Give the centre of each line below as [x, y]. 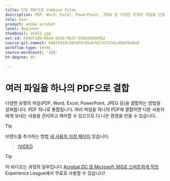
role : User [17, 19]
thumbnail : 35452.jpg [28, 33]
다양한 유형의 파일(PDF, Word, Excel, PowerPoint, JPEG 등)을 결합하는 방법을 [83, 103]
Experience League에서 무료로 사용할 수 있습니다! [55, 173]
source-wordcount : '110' [31, 52]
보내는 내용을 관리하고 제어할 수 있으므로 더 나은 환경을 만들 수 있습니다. [86, 116]
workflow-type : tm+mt [28, 48]
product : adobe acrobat [30, 24]
